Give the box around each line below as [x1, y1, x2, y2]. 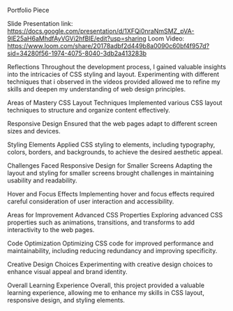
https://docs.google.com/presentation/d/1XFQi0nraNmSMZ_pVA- [7, 27, 195, 35]
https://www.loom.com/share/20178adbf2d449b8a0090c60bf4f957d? [7, 42, 210, 50]
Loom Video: [147, 34, 185, 43]
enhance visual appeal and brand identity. [7, 268, 128, 275]
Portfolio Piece [7, 6, 50, 14]
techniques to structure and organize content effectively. [7, 106, 171, 114]
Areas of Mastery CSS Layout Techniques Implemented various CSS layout [7, 99, 223, 107]
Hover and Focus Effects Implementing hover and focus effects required [7, 190, 215, 198]
